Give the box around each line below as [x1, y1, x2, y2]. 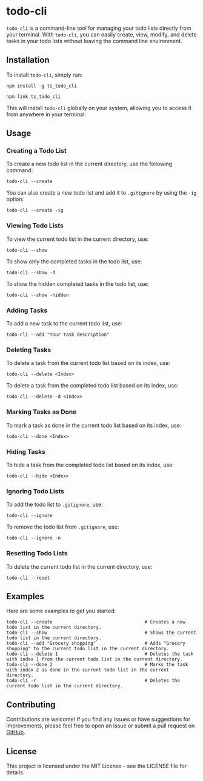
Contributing [6, 699, 56, 710]
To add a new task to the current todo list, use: [6, 320, 122, 327]
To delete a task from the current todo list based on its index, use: [6, 359, 171, 367]
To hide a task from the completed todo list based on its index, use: [6, 461, 174, 468]
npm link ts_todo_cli [6, 93, 61, 100]
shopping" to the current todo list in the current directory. [6, 646, 170, 652]
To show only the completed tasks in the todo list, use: [6, 257, 142, 265]
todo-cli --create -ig [6, 207, 64, 213]
